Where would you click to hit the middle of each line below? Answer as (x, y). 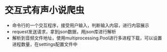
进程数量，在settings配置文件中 (45, 44)
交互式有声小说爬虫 (45, 10)
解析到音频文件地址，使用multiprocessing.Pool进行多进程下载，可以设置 (87, 38)
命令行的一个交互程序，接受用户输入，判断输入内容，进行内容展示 (80, 25)
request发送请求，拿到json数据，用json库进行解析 (64, 31)
